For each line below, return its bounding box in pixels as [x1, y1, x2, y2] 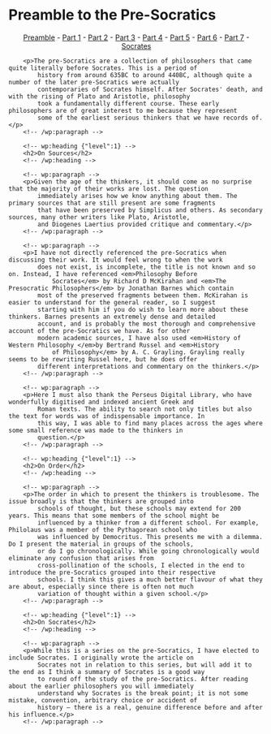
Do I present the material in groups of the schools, [8, 540, 195, 548]
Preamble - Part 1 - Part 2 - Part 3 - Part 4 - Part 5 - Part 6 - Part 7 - [23, 32, 250, 42]
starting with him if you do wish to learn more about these [37, 305, 249, 313]
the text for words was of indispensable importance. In [8, 412, 205, 420]
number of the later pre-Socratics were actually [8, 78, 180, 86]
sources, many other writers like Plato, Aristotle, [8, 213, 191, 221]
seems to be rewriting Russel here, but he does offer [8, 355, 198, 363]
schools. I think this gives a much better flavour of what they [37, 575, 264, 584]
